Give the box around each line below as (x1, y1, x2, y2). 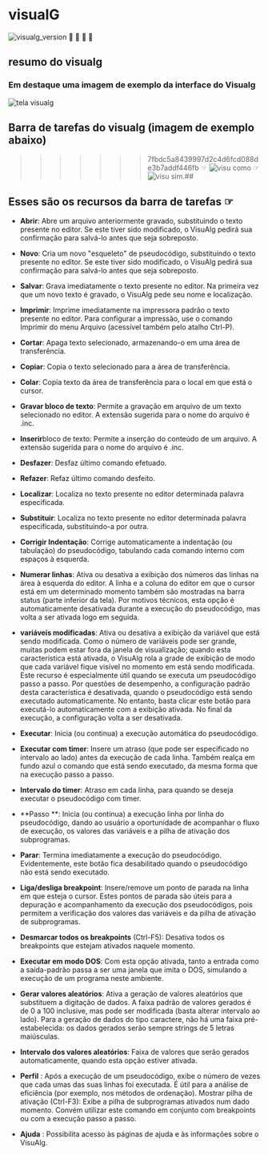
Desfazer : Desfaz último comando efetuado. (19, 458, 167, 468)
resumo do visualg (8, 55, 102, 69)
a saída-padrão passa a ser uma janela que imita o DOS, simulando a (19, 965, 247, 975)
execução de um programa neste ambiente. (19, 974, 164, 983)
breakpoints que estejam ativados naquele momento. (19, 941, 195, 951)
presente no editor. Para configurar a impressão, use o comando (19, 314, 234, 324)
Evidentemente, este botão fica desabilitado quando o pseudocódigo (19, 859, 248, 869)
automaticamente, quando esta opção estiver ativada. (19, 1056, 198, 1065)
